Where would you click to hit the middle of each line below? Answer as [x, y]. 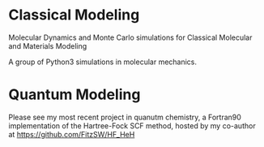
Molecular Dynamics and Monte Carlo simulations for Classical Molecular [130, 37]
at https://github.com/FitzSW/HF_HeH [72, 134]
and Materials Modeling [48, 45]
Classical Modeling [74, 15]
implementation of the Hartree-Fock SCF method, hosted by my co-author [132, 125]
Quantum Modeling [75, 95]
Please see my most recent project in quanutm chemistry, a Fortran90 [125, 117]
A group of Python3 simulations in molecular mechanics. [102, 62]
